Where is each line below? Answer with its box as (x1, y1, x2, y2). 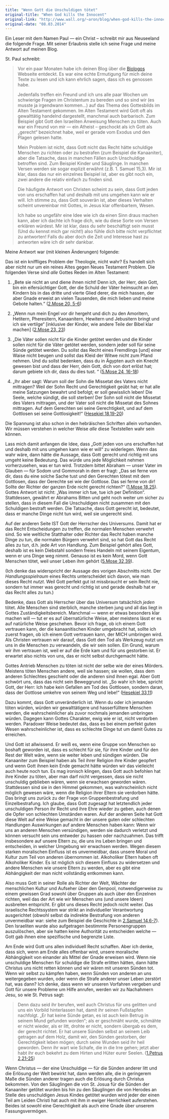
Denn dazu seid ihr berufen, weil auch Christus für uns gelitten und (17, 1002, 157, 1008)
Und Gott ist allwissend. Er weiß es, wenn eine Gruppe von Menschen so (5, 741, 156, 748)
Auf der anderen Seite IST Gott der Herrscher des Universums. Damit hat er (5, 521, 162, 527)
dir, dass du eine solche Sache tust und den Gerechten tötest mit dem (5, 473, 150, 479)
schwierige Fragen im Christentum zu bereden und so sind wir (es (17, 97, 154, 103)
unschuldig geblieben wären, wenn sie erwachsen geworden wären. (5, 779, 147, 785)
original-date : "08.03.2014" (5, 21, 66, 27)
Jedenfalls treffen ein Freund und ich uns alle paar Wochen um (17, 91, 148, 98)
